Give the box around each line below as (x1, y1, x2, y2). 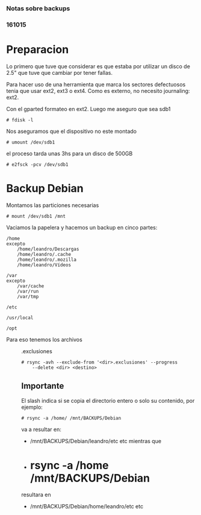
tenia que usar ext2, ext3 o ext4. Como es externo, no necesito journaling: (6, 87, 190, 94)
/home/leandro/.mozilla (17, 257, 77, 263)
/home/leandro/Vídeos (17, 261, 71, 268)
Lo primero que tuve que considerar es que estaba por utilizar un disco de (6, 62, 191, 70)
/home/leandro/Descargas (17, 246, 79, 252)
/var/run (17, 288, 39, 294)
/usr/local (6, 315, 34, 321)
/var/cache (17, 283, 45, 289)
